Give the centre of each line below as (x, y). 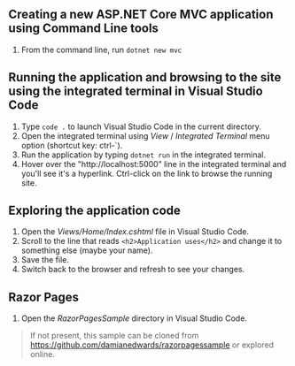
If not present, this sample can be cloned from (114, 336)
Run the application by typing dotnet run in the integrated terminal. (144, 155)
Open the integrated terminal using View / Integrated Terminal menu (145, 135)
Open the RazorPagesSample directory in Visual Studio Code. (134, 318)
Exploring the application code (94, 211)
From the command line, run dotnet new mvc (101, 50)
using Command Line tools (83, 29)
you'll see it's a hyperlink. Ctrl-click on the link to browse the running (147, 173)
